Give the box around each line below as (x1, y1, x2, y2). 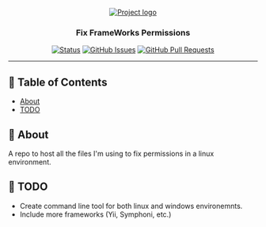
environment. (8, 157, 51, 166)
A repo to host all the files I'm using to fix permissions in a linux (8, 149, 215, 158)
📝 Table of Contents (8, 75, 108, 89)
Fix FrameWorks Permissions (75, 27, 191, 38)
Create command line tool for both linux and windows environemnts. (19, 201, 243, 210)
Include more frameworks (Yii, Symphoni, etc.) (19, 210, 172, 219)
